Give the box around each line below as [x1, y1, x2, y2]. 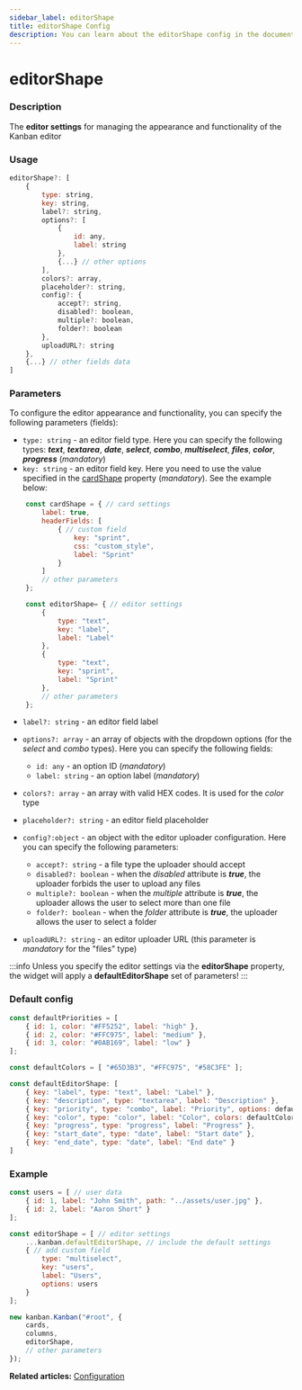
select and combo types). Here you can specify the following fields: [22, 743, 273, 754]
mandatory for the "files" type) [22, 944, 138, 955]
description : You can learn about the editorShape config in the [9, 30, 259, 39]
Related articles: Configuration [9, 1370, 125, 1381]
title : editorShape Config [9, 22, 111, 31]
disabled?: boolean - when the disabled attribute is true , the [35, 869, 262, 880]
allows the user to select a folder [35, 917, 157, 928]
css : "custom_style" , [73, 542, 155, 551]
